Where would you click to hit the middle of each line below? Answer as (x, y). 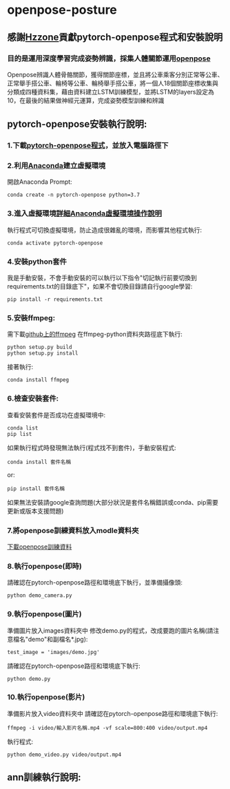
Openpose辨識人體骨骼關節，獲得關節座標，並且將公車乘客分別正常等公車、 (115, 74)
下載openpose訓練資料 (40, 547)
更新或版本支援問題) (35, 511)
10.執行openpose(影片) (46, 697)
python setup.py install (43, 353)
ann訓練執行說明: (44, 778)
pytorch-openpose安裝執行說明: (77, 124)
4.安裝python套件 (37, 262)
